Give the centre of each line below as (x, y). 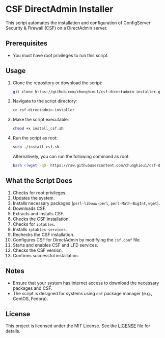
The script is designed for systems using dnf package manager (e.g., (82, 293)
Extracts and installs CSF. (38, 213)
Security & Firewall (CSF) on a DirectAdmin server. (56, 28)
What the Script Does (39, 181)
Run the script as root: (35, 138)
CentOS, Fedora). (30, 299)
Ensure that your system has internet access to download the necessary (86, 283)
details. (13, 331)
